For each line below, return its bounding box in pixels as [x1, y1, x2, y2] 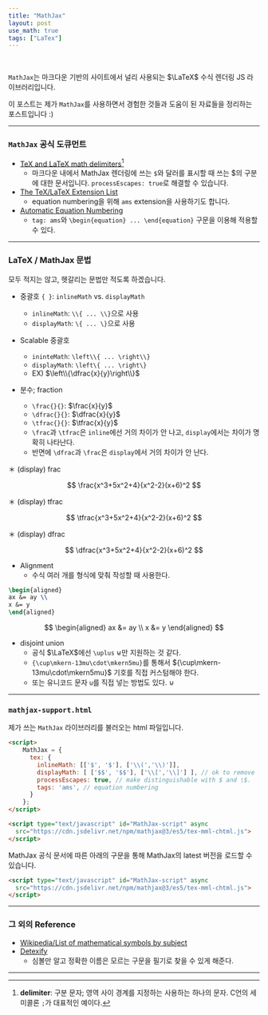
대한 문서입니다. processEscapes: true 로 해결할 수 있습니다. [40, 178, 229, 188]
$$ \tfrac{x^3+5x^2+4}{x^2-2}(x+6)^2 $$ [65, 512, 203, 522]
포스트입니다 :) [8, 109, 54, 119]
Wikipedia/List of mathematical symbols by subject [19, 937, 187, 947]
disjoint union [19, 639, 65, 647]
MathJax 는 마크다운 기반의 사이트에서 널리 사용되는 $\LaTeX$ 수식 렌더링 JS [8, 73, 246, 82]
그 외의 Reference [8, 919, 76, 930]
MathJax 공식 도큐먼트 [8, 139, 87, 150]
